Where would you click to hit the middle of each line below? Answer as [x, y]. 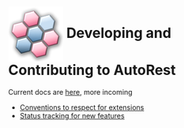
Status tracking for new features [72, 115]
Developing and [119, 33]
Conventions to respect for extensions [82, 107]
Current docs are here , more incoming [70, 92]
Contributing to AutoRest [92, 70]
